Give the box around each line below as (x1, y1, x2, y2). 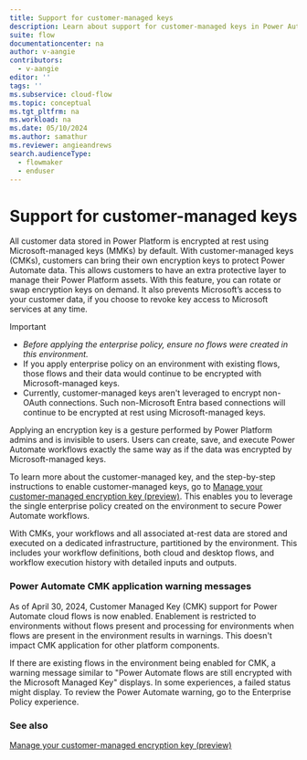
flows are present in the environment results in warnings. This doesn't (9, 629, 272, 640)
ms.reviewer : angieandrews (9, 141, 112, 150)
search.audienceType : (9, 149, 92, 158)
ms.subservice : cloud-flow (9, 90, 112, 99)
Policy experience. (9, 696, 79, 707)
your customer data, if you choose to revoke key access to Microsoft (9, 294, 269, 305)
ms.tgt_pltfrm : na (9, 107, 79, 116)
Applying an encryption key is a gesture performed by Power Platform (9, 425, 272, 436)
